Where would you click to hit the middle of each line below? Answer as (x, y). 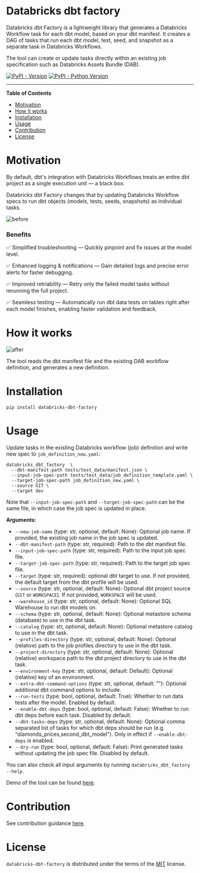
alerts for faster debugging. (40, 273)
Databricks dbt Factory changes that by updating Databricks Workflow (93, 194)
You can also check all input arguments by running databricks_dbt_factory (98, 764)
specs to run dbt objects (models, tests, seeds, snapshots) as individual (94, 201)
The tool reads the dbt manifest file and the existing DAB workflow (87, 361)
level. (13, 254)
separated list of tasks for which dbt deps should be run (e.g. (90, 727)
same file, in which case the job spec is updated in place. (76, 508)
